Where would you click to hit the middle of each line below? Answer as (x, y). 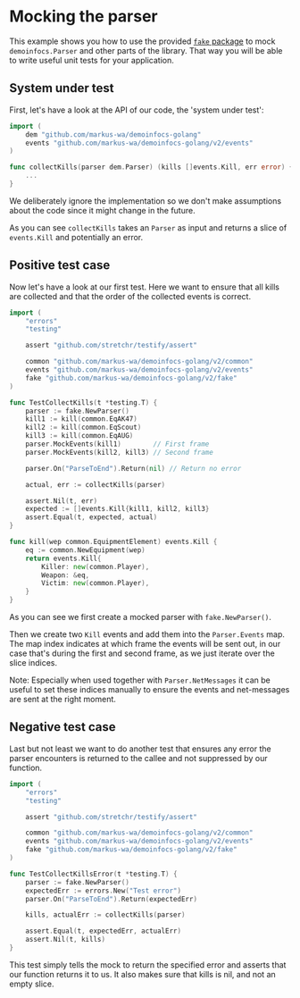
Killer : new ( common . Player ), (96, 566)
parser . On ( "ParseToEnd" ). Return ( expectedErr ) (112, 899)
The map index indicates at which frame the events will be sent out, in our (145, 644)
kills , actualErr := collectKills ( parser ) (105, 915)
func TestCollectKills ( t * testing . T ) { (83, 403)
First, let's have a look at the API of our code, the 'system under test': (137, 110)
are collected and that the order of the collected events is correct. (130, 296)
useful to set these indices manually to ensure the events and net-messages (150, 690)
